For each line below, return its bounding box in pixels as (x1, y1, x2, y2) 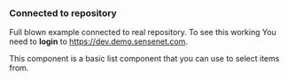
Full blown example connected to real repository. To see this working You (9, 27, 276, 38)
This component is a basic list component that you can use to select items (9, 54, 280, 64)
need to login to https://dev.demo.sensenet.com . (9, 36, 189, 47)
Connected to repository (9, 7, 117, 19)
